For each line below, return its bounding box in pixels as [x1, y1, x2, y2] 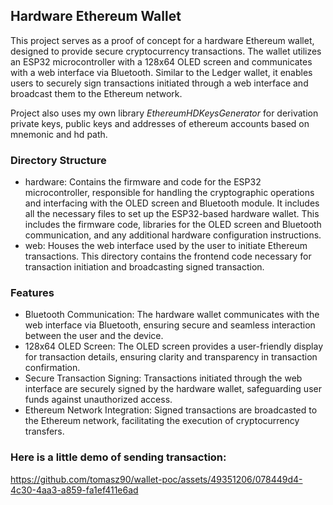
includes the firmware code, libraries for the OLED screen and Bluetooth [24, 219, 322, 231]
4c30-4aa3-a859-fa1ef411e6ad [10, 484, 139, 496]
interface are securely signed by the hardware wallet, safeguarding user [24, 383, 322, 395]
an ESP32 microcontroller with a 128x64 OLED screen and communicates [10, 55, 313, 68]
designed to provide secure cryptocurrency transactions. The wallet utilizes [10, 45, 322, 57]
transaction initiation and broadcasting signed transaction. [24, 261, 265, 273]
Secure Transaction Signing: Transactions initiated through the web [24, 372, 303, 384]
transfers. [24, 425, 65, 438]
